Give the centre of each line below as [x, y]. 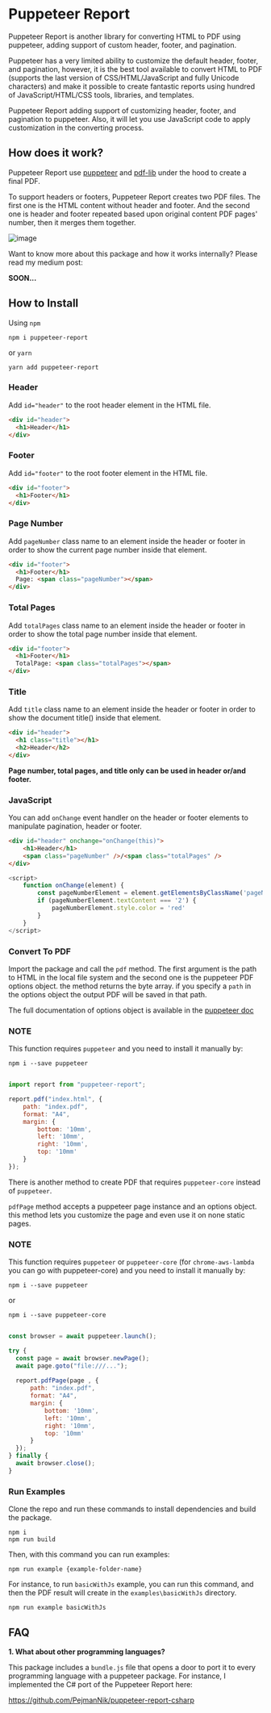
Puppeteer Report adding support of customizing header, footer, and [122, 111]
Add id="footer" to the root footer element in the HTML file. [108, 473]
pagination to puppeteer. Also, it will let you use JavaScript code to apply [129, 119]
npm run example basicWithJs [57, 1608]
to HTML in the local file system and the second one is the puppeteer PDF [131, 977]
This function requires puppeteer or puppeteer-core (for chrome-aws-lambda [131, 1262]
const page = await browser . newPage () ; [83, 1358]
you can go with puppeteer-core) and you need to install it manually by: [127, 1271]
